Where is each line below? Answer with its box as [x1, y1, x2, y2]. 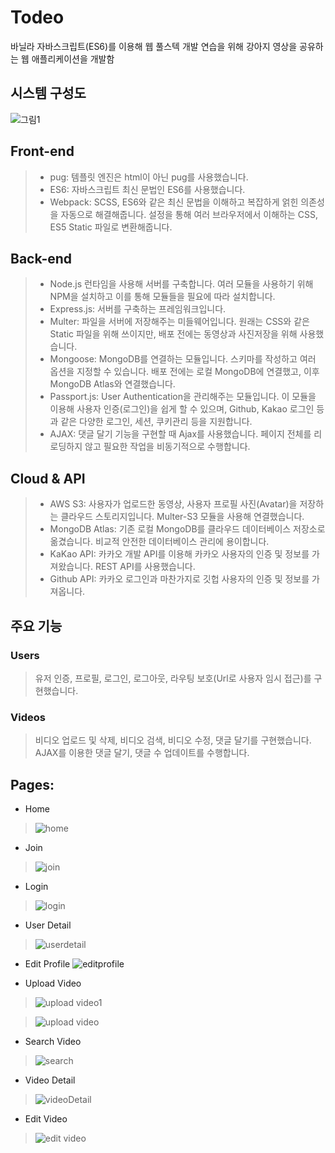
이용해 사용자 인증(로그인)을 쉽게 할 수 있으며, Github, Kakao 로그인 [49, 403, 315, 415]
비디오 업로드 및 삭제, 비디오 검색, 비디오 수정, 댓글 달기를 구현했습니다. [34, 734, 312, 746]
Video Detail [24, 1074, 76, 1086]
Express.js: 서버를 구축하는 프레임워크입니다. [49, 303, 227, 315]
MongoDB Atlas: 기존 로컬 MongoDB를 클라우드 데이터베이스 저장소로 [49, 523, 326, 535]
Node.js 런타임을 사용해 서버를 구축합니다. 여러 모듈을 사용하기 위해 [49, 278, 314, 290]
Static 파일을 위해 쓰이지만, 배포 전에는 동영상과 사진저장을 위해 [49, 328, 298, 340]
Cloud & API [10, 470, 86, 487]
